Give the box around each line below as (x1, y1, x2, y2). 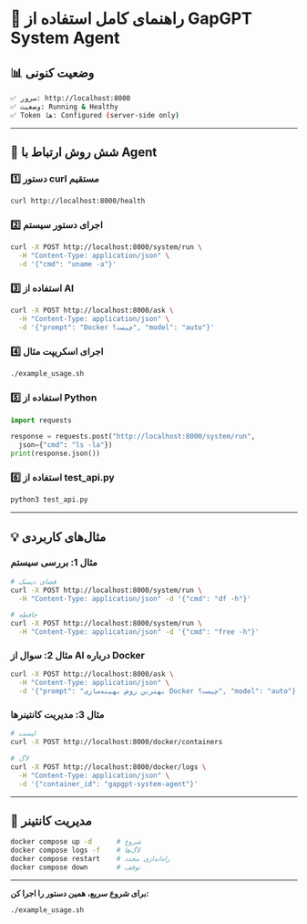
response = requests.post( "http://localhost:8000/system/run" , (10, 432, 256, 441)
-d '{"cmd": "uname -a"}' (18, 260, 118, 269)
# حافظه (10, 610, 38, 619)
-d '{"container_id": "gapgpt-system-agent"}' (18, 779, 199, 788)
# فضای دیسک (10, 576, 57, 587)
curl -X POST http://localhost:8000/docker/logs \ (10, 762, 207, 772)
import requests (10, 415, 72, 425)
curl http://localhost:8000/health (10, 196, 146, 206)
